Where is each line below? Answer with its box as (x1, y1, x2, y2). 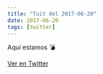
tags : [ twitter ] (7, 23, 55, 30)
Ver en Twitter (7, 59, 49, 68)
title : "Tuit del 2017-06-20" (7, 10, 97, 18)
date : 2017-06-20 (7, 17, 59, 24)
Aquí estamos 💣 (7, 43, 55, 51)
